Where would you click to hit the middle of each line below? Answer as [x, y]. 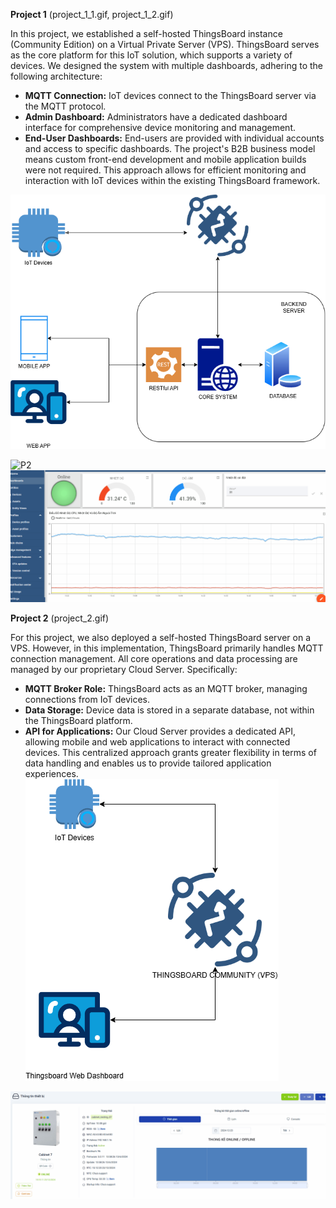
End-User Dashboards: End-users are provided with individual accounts [174, 138]
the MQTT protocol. [65, 106]
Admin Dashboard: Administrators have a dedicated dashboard [156, 117]
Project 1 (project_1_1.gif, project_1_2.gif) [92, 14]
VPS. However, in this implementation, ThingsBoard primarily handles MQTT [167, 648]
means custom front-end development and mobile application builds [165, 159]
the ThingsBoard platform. [78, 721]
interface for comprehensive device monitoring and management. [160, 127]
